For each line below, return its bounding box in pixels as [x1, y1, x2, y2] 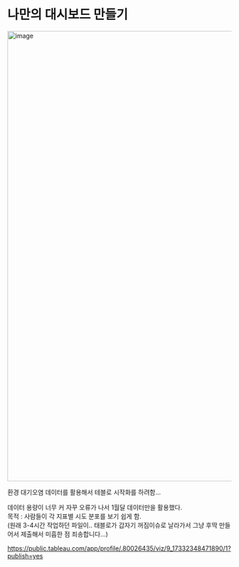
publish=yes [7, 551, 43, 560]
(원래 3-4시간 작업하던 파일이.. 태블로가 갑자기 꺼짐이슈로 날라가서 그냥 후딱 [7, 521, 218, 529]
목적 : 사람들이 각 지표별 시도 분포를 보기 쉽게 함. [7, 511, 142, 521]
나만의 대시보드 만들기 [7, 6, 128, 23]
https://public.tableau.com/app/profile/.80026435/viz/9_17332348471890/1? [7, 543, 231, 553]
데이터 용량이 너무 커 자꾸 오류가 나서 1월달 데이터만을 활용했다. [7, 503, 183, 511]
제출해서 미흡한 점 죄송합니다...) [20, 529, 109, 538]
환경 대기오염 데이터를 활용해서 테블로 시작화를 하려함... [7, 488, 161, 496]
